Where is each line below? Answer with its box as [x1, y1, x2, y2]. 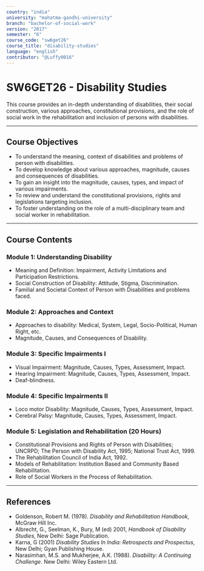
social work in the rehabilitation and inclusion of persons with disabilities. [6, 113, 189, 121]
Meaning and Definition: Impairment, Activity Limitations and [15, 267, 167, 274]
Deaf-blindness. [15, 376, 56, 384]
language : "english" [6, 49, 59, 55]
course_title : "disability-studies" [6, 43, 99, 49]
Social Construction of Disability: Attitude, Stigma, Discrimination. [15, 279, 179, 287]
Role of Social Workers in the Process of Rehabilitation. [15, 473, 153, 481]
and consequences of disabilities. [15, 172, 100, 180]
